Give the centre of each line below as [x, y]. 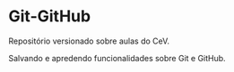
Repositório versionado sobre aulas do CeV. [89, 41]
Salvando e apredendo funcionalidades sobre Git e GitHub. [117, 58]
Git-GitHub [50, 16]
